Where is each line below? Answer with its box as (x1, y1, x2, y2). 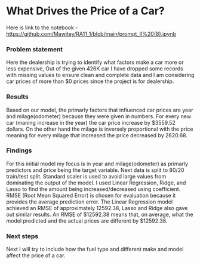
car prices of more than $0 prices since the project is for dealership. (6, 78, 174, 85)
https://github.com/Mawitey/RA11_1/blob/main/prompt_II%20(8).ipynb (6, 30, 176, 37)
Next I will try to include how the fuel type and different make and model (6, 246, 184, 253)
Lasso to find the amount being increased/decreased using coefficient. (6, 185, 181, 192)
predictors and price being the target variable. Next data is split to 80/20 (6, 166, 184, 174)
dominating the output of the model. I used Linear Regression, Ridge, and (6, 179, 186, 186)
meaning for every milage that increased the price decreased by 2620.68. (6, 131, 188, 138)
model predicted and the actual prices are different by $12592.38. (6, 217, 168, 224)
